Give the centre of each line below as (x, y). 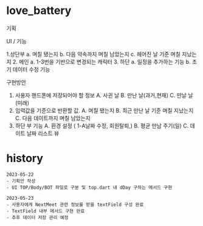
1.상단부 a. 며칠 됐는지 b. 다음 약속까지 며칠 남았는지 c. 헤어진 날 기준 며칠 (94, 54)
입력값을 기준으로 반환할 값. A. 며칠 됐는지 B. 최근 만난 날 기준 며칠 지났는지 (104, 110)
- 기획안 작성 (21, 181)
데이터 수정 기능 (31, 69)
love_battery (39, 11)
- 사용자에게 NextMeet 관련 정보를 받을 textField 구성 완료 (75, 205)
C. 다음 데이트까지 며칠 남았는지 (53, 118)
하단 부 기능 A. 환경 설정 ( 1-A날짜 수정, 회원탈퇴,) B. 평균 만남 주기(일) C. (102, 125)
